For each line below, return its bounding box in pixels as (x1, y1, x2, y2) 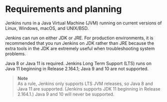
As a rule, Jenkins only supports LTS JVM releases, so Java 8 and (17, 81, 153, 87)
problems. (5, 51, 26, 57)
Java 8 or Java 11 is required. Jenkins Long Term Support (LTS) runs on (5, 60, 152, 66)
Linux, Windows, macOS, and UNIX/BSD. (5, 25, 89, 31)
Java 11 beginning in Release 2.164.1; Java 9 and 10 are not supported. (5, 66, 149, 72)
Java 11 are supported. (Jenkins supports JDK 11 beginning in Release (17, 86, 161, 92)
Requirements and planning (5, 3, 122, 15)
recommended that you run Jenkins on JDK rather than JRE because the (5, 40, 155, 46)
